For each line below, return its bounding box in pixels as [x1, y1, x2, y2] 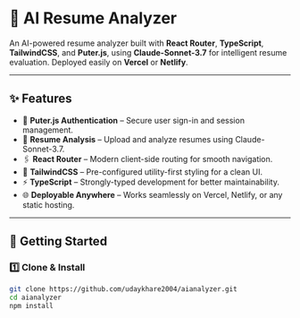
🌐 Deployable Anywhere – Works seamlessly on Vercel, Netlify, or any [21, 189, 283, 200]
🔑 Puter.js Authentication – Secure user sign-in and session [21, 115, 246, 125]
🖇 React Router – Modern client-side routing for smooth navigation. [21, 153, 273, 164]
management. [21, 125, 74, 135]
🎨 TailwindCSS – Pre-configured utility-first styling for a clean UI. [21, 166, 263, 177]
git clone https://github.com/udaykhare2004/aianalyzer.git [9, 285, 238, 294]
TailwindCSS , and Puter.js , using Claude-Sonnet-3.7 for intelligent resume [9, 47, 287, 57]
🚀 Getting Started [9, 234, 108, 249]
